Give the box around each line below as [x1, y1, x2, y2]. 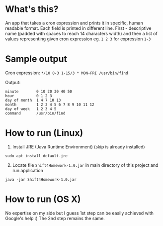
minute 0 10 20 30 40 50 [5, 89, 72, 94]
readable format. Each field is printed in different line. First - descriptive [5, 25, 152, 31]
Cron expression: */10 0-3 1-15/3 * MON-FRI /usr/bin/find [5, 70, 128, 76]
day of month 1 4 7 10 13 [5, 98, 61, 103]
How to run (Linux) [5, 127, 83, 139]
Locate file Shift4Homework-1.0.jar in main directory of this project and [12, 162, 159, 168]
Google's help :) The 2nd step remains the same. [5, 215, 105, 221]
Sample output [5, 53, 67, 65]
